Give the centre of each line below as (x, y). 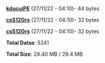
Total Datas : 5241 (27, 43)
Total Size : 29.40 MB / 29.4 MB (45, 54)
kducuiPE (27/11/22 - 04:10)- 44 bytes (53, 9)
